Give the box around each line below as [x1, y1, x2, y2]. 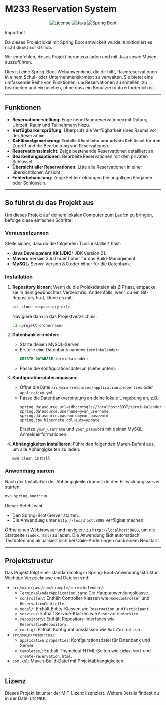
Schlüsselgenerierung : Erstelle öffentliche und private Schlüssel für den [12, 138, 161, 143]
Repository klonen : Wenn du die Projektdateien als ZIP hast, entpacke [12, 284, 156, 290]
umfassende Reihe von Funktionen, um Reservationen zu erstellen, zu [5, 79, 147, 85]
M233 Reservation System [5, 3, 117, 15]
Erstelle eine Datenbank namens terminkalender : [19, 346, 119, 352]
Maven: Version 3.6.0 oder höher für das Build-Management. [12, 255, 137, 261]
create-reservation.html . [19, 653, 73, 658]
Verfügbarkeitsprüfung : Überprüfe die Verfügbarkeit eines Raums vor [12, 127, 157, 133]
